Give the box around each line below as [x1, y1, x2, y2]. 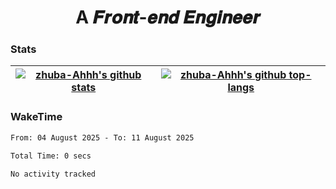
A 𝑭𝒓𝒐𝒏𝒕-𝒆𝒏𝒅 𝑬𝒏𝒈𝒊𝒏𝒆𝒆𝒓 [75, 6, 261, 29]
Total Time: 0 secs [10, 151, 92, 161]
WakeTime [10, 110, 63, 124]
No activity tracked [10, 169, 97, 179]
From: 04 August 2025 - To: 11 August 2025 [10, 132, 195, 143]
